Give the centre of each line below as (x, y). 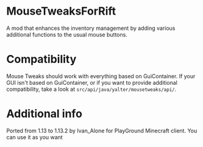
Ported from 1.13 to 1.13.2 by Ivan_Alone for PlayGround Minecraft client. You (102, 131)
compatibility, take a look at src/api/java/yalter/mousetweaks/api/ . (91, 89)
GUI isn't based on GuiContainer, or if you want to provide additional (92, 82)
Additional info (44, 114)
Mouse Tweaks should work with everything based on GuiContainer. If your (101, 76)
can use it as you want (34, 137)
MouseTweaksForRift (61, 11)
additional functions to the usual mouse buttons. (67, 34)
